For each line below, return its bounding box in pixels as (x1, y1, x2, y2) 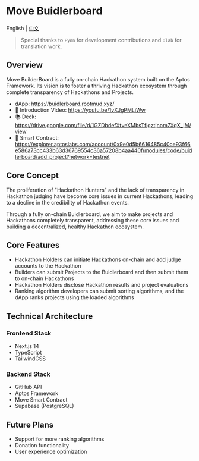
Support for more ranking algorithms (14, 435, 105, 443)
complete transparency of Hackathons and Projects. (6, 88, 134, 96)
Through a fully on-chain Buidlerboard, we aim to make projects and (6, 210, 173, 218)
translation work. (20, 43, 62, 50)
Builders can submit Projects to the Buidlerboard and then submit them (14, 269, 188, 276)
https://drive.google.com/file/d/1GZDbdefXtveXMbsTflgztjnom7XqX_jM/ (14, 121, 191, 128)
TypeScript (14, 349, 42, 356)
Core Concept (6, 171, 59, 181)
